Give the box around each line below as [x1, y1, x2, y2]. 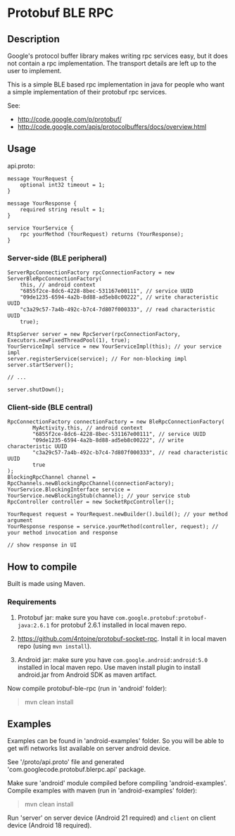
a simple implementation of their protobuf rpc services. [7, 88, 167, 96]
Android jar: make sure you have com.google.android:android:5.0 [17, 655, 208, 663]
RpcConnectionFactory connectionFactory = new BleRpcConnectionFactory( [7, 418, 225, 425]
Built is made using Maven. [7, 580, 86, 588]
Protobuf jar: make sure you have [17, 613, 114, 621]
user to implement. [7, 67, 62, 75]
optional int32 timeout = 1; [20, 181, 106, 188]
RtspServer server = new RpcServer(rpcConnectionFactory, [7, 331, 181, 338]
